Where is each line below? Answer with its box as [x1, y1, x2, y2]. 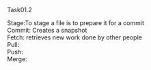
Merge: [7, 55, 27, 63]
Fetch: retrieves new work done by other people [7, 33, 142, 41]
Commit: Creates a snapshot [7, 27, 87, 34]
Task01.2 [7, 6, 33, 14]
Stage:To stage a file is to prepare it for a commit [7, 19, 145, 27]
